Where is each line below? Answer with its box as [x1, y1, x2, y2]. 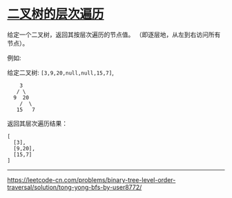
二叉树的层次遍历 [7, 6, 105, 22]
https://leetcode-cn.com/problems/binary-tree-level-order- [7, 175, 176, 184]
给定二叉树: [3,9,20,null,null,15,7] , [7, 68, 114, 77]
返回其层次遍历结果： [7, 119, 68, 128]
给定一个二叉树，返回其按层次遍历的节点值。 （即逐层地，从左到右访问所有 [7, 30, 221, 39]
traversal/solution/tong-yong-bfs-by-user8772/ [7, 183, 142, 191]
